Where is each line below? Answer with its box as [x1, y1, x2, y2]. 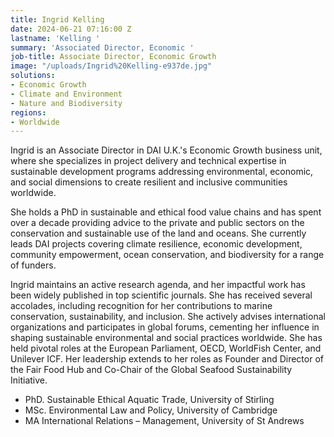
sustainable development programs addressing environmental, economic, [10, 166, 314, 178]
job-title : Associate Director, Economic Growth [10, 52, 217, 62]
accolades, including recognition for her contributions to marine [10, 300, 273, 312]
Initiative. [10, 374, 48, 386]
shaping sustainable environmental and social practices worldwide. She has [10, 332, 323, 344]
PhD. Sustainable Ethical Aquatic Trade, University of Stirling [24, 394, 275, 406]
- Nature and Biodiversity [10, 98, 123, 108]
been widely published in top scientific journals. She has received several [10, 289, 313, 301]
